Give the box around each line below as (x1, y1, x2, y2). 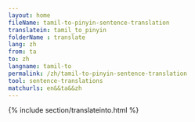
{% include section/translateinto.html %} (8, 106, 139, 115)
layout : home (8, 11, 51, 20)
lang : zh (8, 41, 37, 48)
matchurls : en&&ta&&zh (8, 84, 82, 92)
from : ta (8, 48, 37, 56)
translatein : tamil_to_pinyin (8, 26, 107, 34)
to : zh (8, 56, 30, 63)
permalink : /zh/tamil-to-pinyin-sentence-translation (8, 70, 188, 77)
